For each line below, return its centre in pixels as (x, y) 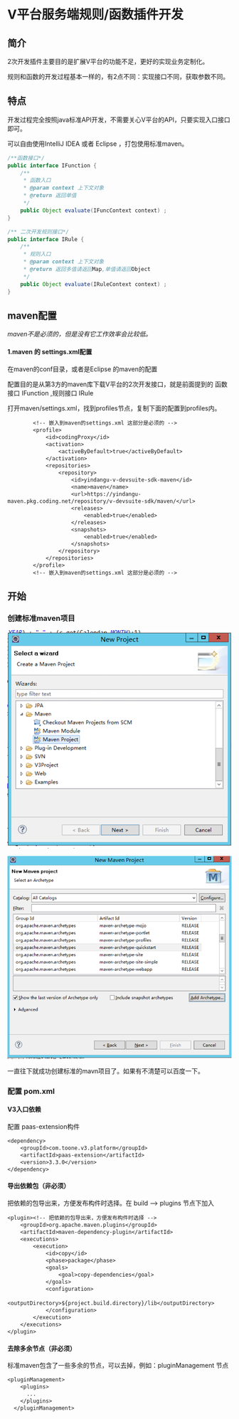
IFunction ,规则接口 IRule (57, 393)
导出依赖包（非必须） (38, 1186)
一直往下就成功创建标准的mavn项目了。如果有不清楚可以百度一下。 (106, 1070)
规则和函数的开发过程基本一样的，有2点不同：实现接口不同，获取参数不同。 (118, 76)
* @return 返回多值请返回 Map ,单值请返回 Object (87, 270)
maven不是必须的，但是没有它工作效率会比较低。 (80, 334)
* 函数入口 (37, 181)
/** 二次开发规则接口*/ (38, 232)
